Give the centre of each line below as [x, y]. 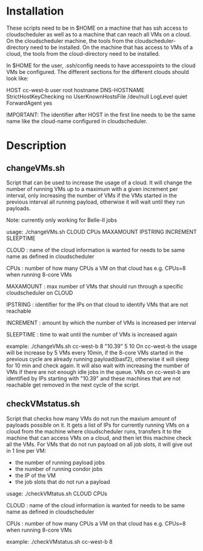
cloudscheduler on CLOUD [40, 293]
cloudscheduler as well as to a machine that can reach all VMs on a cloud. [99, 34]
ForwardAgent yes [29, 103]
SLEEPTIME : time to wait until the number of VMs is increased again [92, 334]
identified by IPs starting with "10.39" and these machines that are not [93, 378]
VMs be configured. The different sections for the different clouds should [98, 72]
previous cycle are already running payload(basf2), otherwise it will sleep [98, 359]
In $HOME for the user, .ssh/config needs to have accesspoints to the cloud [101, 65]
